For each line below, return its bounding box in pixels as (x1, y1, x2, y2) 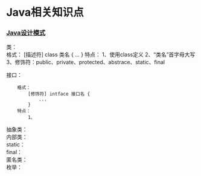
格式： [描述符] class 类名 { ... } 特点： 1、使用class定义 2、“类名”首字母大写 (6, 51, 196, 58)
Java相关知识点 (6, 5, 84, 19)
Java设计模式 (6, 28, 46, 37)
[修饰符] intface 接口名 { (28, 91, 91, 97)
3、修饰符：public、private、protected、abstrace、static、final (6, 59, 165, 66)
